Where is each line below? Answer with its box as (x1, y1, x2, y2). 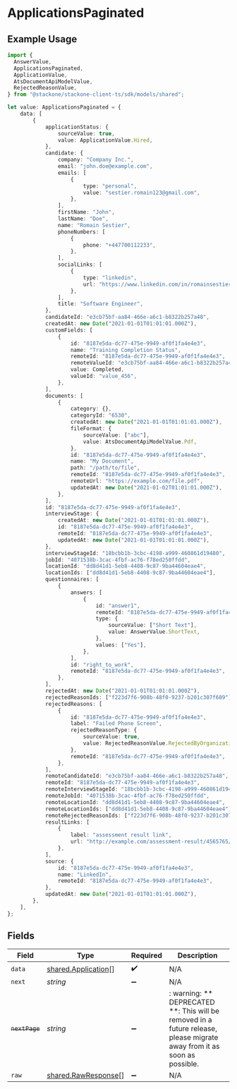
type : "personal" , (83, 182, 138, 190)
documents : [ (44, 392, 83, 399)
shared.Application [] (47, 964, 115, 974)
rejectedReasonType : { (70, 726, 138, 734)
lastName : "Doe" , (57, 215, 109, 222)
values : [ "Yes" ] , (95, 641, 147, 648)
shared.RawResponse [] (47, 1071, 125, 1081)
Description (177, 951, 218, 961)
